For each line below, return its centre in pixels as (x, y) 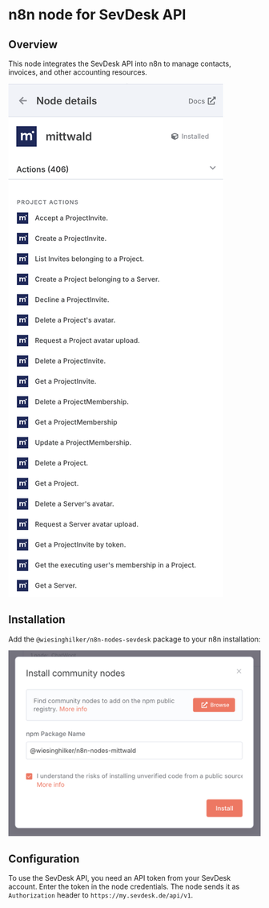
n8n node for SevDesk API (97, 15)
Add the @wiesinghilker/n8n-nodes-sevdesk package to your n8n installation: (134, 639)
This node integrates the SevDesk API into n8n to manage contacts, (120, 63)
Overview (33, 45)
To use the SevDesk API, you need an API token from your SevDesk (120, 878)
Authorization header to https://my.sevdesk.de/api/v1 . (101, 895)
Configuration (44, 859)
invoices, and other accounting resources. (78, 72)
